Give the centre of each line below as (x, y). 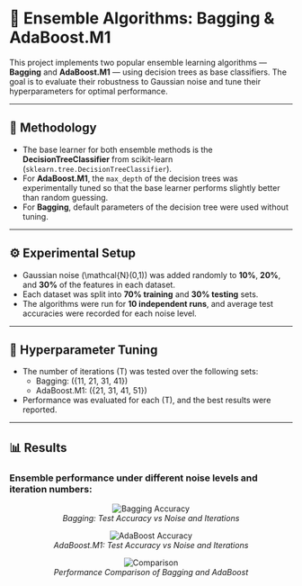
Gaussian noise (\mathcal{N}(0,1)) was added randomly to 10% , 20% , (151, 275)
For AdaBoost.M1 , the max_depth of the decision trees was (130, 178)
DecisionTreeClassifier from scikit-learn (98, 159)
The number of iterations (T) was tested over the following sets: (140, 372)
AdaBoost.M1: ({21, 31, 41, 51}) (92, 391)
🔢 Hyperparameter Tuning (84, 350)
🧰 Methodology (53, 128)
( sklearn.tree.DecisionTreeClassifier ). (97, 168)
